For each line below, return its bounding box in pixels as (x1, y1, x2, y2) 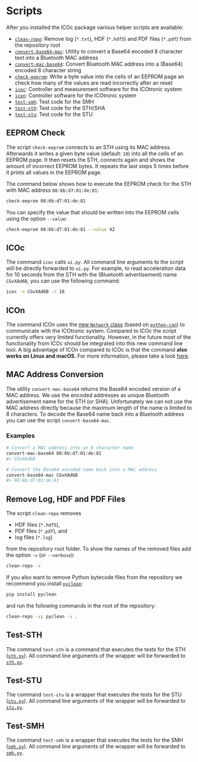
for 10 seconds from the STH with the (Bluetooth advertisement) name (6, 271, 177, 278)
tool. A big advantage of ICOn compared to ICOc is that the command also (6, 346, 187, 353)
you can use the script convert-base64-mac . (6, 416, 111, 424)
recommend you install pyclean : (6, 580, 83, 587)
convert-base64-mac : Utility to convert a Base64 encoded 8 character (14, 47, 183, 54)
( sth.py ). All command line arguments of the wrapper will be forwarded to (6, 652, 186, 659)
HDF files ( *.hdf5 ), (14, 521, 60, 528)
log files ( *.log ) (14, 534, 53, 541)
